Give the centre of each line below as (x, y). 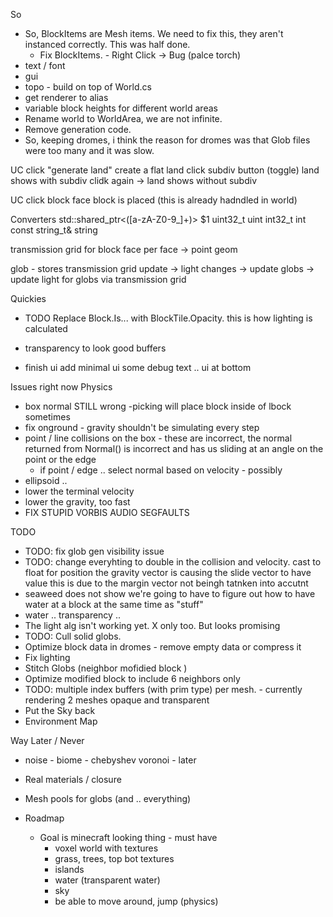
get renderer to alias (66, 97)
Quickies (28, 298)
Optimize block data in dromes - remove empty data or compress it (163, 647)
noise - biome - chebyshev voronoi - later (110, 760)
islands (69, 869)
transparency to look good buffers (95, 348)
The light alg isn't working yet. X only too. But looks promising (152, 625)
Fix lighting (47, 657)
